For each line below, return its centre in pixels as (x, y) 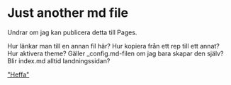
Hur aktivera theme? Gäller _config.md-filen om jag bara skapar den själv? (115, 53)
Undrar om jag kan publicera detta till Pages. (72, 32)
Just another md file (68, 13)
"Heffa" (18, 74)
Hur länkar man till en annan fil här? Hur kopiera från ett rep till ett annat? (113, 46)
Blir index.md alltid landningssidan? (59, 60)
